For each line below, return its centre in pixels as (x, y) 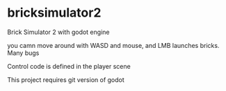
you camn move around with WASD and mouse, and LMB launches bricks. (113, 45)
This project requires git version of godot (66, 80)
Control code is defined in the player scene (69, 66)
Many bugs (23, 53)
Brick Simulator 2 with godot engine (58, 32)
